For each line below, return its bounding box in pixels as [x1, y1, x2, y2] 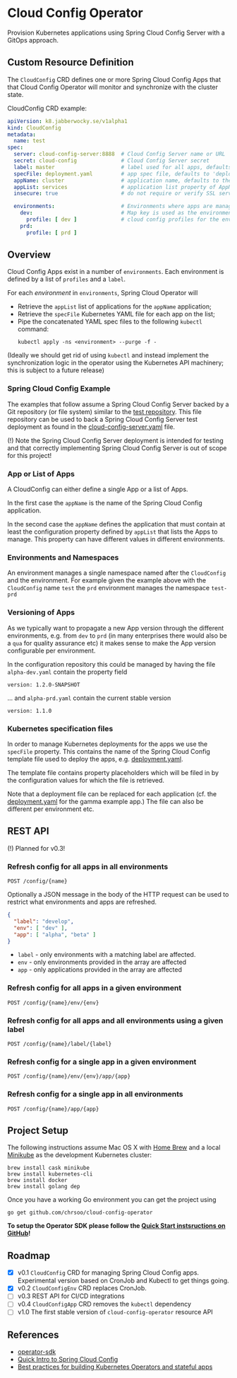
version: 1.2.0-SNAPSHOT [7, 681, 80, 688]
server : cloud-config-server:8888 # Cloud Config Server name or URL [13, 151, 226, 158]
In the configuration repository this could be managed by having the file [7, 660, 216, 668]
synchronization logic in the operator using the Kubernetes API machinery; [7, 359, 224, 367]
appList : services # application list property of [13, 183, 217, 190]
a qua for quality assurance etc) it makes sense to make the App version [7, 638, 217, 647]
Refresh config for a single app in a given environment [7, 1057, 197, 1067]
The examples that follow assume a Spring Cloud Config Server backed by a [7, 400, 229, 408]
